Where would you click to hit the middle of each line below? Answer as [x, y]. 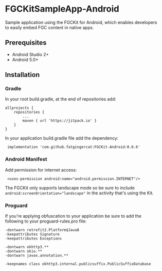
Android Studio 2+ [30, 54]
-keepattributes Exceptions [34, 239]
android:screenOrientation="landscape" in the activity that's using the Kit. [80, 193]
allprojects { [19, 108]
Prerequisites [26, 43]
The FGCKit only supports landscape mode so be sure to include [70, 188]
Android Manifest [26, 159]
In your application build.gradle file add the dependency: [62, 138]
